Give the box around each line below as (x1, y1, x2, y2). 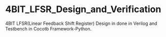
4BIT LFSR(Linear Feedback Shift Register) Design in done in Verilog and (5, 20, 157, 26)
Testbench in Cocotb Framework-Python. (5, 25, 92, 31)
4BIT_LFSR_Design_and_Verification (5, 4, 161, 15)
